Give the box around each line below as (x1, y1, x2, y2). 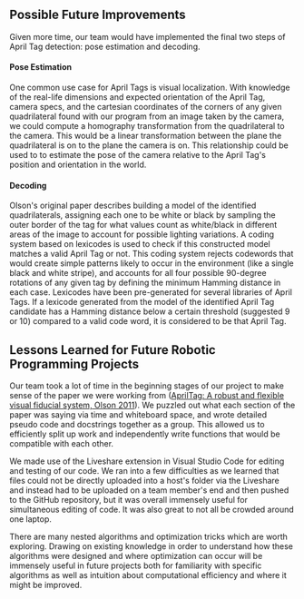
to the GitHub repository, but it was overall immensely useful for (9, 495, 248, 506)
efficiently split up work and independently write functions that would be (9, 428, 280, 439)
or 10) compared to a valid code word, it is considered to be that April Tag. (9, 316, 287, 327)
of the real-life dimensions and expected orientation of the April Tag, (9, 92, 266, 103)
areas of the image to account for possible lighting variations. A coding (9, 229, 275, 240)
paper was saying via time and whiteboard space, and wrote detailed (9, 409, 268, 420)
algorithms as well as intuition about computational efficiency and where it (9, 570, 288, 581)
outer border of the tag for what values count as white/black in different (9, 220, 278, 231)
